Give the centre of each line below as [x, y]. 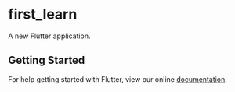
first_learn [43, 14]
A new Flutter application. [49, 36]
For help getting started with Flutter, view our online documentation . [117, 79]
